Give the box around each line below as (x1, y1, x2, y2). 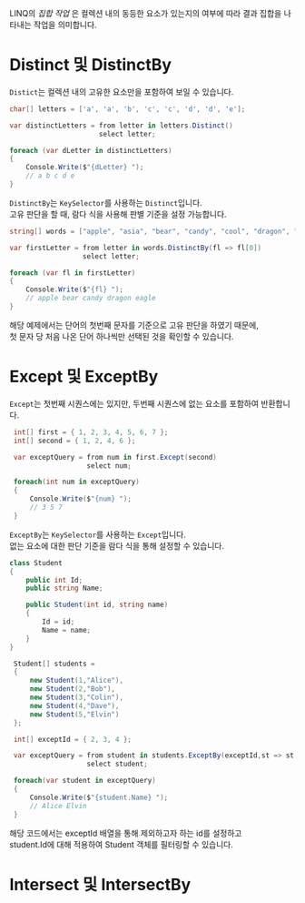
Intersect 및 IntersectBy (9, 874, 192, 895)
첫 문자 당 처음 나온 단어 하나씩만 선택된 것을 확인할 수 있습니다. (9, 330, 234, 341)
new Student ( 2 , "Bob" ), (29, 685, 116, 694)
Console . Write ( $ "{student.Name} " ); (29, 793, 169, 802)
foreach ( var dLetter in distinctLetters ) (9, 146, 172, 155)
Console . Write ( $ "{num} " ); (29, 494, 132, 503)
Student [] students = (13, 659, 95, 668)
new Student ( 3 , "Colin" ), (29, 693, 124, 702)
